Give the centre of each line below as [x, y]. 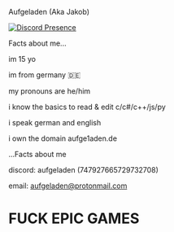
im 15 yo [22, 59]
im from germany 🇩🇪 [45, 75]
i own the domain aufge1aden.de [63, 138]
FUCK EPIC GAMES [74, 219]
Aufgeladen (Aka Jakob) [49, 12]
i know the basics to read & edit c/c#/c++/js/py [87, 107]
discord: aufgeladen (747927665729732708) [83, 170]
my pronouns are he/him [50, 91]
